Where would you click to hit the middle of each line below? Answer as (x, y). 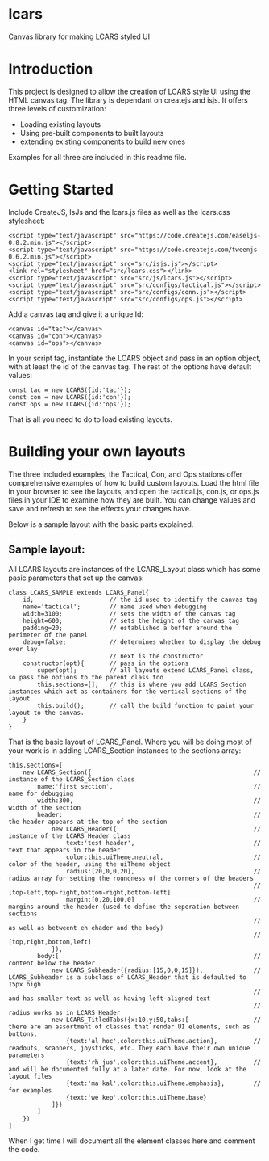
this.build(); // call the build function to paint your (145, 705)
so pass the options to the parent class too (86, 677)
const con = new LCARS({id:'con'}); (70, 397)
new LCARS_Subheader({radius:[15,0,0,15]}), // (156, 970)
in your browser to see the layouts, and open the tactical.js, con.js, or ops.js (134, 491)
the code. (24, 1149)
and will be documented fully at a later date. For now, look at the (128, 1069)
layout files (30, 1076)
